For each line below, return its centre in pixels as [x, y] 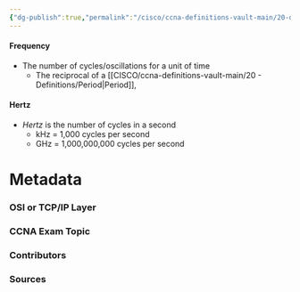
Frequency [30, 46]
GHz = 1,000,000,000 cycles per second [110, 144]
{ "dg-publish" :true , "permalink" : [71, 17]
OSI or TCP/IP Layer [53, 207]
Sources [28, 279]
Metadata [46, 180]
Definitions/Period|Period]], [86, 85]
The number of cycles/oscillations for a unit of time [116, 65]
